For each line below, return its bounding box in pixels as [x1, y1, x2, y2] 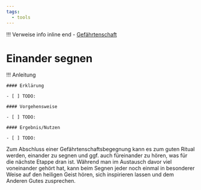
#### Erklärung [6, 83, 44, 89]
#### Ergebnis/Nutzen [6, 125, 61, 131]
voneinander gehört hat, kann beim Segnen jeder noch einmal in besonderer [6, 165, 195, 172]
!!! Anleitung [6, 71, 36, 78]
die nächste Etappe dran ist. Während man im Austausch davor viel [6, 158, 172, 166]
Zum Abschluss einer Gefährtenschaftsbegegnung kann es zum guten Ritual [6, 146, 195, 153]
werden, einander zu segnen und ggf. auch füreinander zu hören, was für [6, 152, 188, 159]
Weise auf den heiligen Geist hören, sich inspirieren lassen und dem [6, 171, 174, 178]
